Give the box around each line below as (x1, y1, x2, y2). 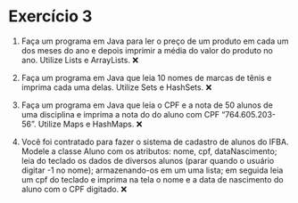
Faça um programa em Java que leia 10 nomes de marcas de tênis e (21, 72, 272, 83)
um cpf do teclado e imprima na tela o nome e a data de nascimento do (21, 174, 284, 184)
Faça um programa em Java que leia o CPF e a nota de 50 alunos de (21, 100, 273, 110)
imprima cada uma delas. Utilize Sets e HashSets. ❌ (21, 82, 212, 93)
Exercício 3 (8, 6, 93, 27)
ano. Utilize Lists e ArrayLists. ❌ (21, 54, 139, 65)
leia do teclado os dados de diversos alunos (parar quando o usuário (21, 155, 275, 166)
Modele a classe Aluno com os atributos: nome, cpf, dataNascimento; (21, 145, 277, 157)
